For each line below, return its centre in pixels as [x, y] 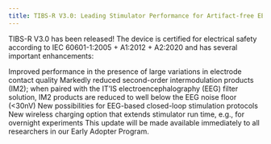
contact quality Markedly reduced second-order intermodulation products [131, 80]
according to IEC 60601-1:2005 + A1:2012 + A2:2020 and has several [123, 47]
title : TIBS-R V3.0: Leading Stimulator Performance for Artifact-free [131, 16]
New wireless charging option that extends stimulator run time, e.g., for [126, 114]
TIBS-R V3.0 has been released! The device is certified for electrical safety [133, 39]
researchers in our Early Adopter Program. [79, 131]
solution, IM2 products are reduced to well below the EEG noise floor [123, 97]
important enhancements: [51, 56]
